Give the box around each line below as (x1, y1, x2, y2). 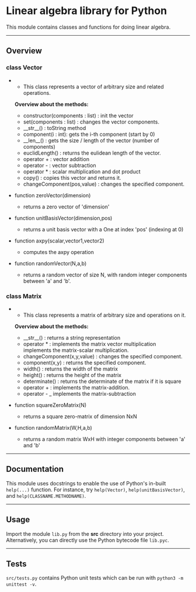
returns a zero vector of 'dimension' (23, 203, 110, 210)
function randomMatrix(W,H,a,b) (14, 424, 92, 431)
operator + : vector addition (23, 155, 89, 162)
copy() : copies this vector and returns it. (23, 174, 121, 181)
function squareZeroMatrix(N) (14, 401, 87, 408)
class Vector (6, 63, 43, 71)
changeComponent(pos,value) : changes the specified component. (23, 180, 185, 187)
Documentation (6, 464, 64, 474)
